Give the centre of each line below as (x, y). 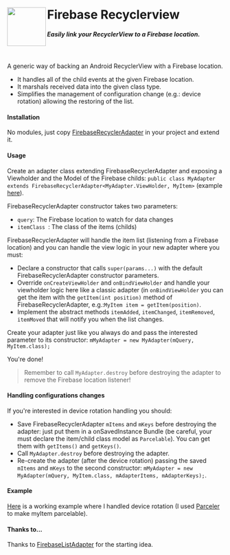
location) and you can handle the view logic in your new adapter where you (113, 247)
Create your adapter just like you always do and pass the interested (102, 332)
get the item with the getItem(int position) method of (95, 297)
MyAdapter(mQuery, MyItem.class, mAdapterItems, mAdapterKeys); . (112, 475)
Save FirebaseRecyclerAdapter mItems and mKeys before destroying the (117, 424)
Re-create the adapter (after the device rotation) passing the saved (112, 460)
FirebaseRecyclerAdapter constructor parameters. (88, 275)
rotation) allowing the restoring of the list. (76, 101)
